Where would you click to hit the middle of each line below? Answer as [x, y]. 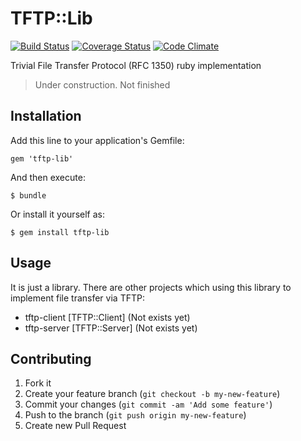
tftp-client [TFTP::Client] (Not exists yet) [107, 317]
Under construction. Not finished [102, 84]
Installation [46, 116]
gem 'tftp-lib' [42, 158]
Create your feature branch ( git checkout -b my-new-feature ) [152, 394]
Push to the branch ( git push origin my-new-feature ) [135, 415]
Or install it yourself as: [57, 214]
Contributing [51, 358]
